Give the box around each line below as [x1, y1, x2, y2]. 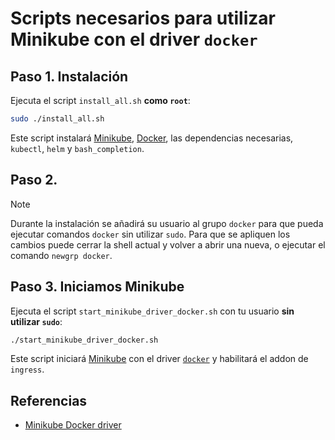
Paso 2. [10, 172, 58, 189]
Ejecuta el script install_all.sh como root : [10, 95, 191, 106]
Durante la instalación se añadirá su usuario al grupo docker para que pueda [10, 217, 324, 229]
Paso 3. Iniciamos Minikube [10, 278, 185, 296]
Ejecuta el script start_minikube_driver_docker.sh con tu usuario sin [10, 305, 295, 317]
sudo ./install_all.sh [10, 114, 105, 124]
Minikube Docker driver [24, 419, 122, 431]
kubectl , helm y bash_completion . [10, 142, 145, 154]
